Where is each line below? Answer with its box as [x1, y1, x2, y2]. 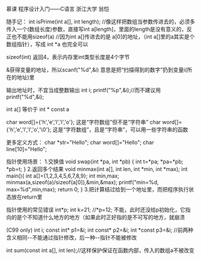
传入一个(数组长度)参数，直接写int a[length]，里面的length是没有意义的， [6, 26, 187, 32]
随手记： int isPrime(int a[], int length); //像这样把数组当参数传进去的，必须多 [6, 18, 196, 25]
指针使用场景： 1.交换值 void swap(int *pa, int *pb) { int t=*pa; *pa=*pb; [6, 158, 184, 165]
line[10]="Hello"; [6, 146, 47, 152]
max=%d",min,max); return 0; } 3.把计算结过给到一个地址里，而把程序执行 [6, 186, 189, 193]
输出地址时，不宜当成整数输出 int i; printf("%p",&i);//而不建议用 [6, 87, 161, 93]
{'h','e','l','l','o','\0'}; [6, 126, 52, 133]
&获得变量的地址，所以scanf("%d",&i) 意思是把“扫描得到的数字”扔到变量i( [6, 66, 187, 73]
